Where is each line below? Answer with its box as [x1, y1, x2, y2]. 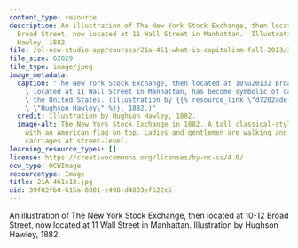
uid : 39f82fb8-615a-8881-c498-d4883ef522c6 [9, 186, 173, 195]
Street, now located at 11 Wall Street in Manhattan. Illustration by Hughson [9, 220, 279, 230]
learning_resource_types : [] [9, 144, 117, 153]
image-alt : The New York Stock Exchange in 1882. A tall [17, 120, 232, 129]
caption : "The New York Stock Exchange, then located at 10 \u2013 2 [17, 79, 272, 88]
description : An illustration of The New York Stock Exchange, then [9, 21, 268, 30]
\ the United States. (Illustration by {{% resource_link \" [25, 95, 255, 105]
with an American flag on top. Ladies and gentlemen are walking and [25, 128, 288, 137]
